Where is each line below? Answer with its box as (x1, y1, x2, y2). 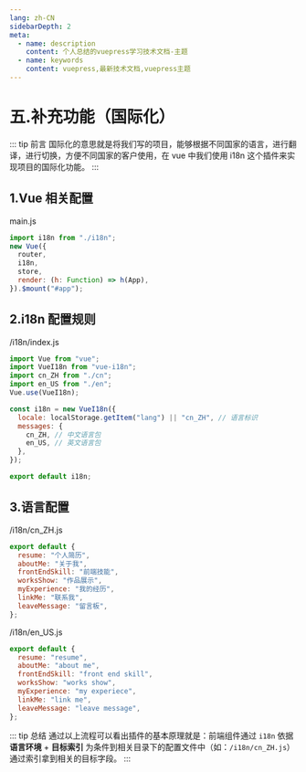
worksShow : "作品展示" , (17, 576, 103, 586)
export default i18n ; (9, 472, 92, 481)
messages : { (17, 421, 64, 430)
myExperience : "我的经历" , (17, 585, 115, 594)
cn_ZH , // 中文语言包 (26, 430, 101, 439)
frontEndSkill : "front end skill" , (17, 670, 153, 679)
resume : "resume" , (17, 652, 89, 662)
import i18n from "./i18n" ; (9, 233, 117, 242)
